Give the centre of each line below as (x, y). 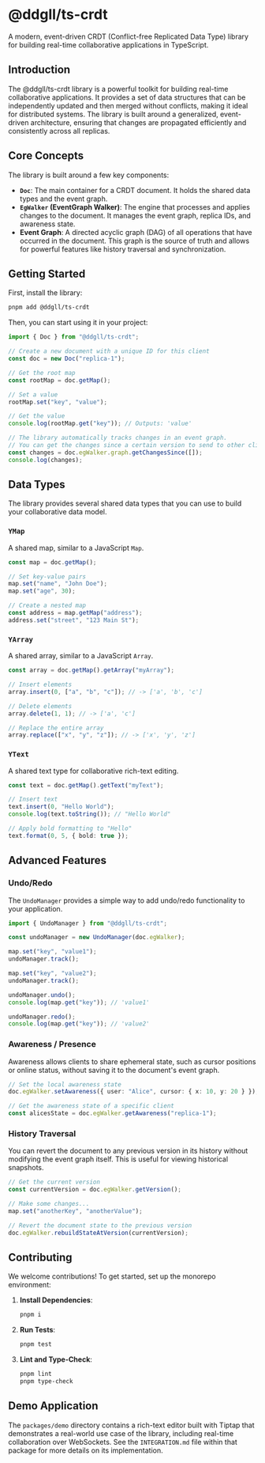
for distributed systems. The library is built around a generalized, (113, 114)
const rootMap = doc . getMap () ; (60, 380)
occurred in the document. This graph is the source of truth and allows (134, 241)
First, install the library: (45, 293)
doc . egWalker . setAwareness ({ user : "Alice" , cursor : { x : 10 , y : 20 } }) (132, 1092)
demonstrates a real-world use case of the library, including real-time (121, 1433)
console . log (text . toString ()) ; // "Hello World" (90, 814)
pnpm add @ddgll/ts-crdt (49, 307)
